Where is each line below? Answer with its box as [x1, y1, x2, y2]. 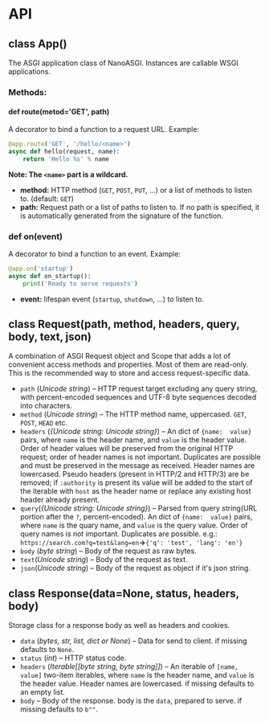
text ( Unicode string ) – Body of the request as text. [19, 555, 188, 564]
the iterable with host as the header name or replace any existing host [19, 486, 251, 496]
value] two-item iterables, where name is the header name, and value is [19, 671, 255, 680]
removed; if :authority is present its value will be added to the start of [19, 478, 253, 487]
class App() [8, 37, 67, 51]
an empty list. [19, 687, 66, 697]
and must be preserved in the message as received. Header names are [19, 461, 255, 470]
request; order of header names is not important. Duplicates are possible [19, 452, 261, 462]
